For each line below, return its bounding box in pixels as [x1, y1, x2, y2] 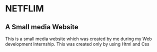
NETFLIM [5, 3, 44, 14]
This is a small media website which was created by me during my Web [5, 36, 152, 42]
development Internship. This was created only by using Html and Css [5, 41, 150, 47]
